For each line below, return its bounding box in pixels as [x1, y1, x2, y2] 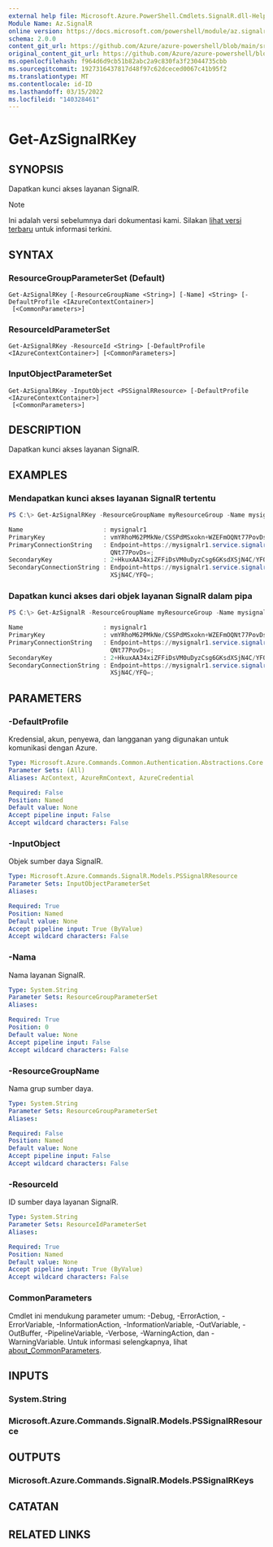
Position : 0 [8, 1023, 49, 1032]
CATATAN [8, 1500, 59, 1514]
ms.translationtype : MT [8, 72, 89, 81]
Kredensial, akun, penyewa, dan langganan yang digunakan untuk [8, 734, 229, 745]
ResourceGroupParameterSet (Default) [8, 272, 165, 283]
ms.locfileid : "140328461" [8, 95, 100, 103]
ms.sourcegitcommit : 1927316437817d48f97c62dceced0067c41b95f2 [8, 65, 227, 73]
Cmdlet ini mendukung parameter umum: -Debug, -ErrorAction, [8, 1311, 221, 1321]
